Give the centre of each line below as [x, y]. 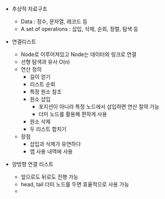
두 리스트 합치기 [48, 129]
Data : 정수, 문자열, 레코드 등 [54, 22]
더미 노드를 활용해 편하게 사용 [73, 114]
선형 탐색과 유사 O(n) [45, 62]
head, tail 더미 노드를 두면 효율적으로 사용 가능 [75, 184]
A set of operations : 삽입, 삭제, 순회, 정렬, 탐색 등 [80, 29]
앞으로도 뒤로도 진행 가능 [49, 177]
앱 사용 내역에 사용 [51, 151]
